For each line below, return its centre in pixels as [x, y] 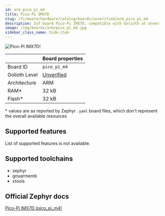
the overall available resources [36, 116]
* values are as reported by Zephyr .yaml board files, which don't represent [81, 111]
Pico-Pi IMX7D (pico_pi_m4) [34, 208]
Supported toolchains [39, 159]
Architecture [22, 83]
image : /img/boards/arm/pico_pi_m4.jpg [46, 28]
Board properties [63, 58]
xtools [18, 181]
